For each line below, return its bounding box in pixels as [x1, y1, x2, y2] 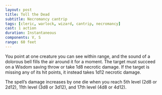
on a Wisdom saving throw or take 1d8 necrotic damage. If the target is [5, 64, 150, 70]
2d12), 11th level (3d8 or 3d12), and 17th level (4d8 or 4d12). [5, 84, 127, 90]
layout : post [5, 7, 32, 12]
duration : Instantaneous [5, 30, 56, 35]
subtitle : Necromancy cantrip [5, 16, 68, 21]
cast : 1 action [5, 26, 37, 31]
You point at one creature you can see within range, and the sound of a [5, 53, 150, 59]
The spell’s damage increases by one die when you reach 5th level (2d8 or [5, 79, 157, 85]
